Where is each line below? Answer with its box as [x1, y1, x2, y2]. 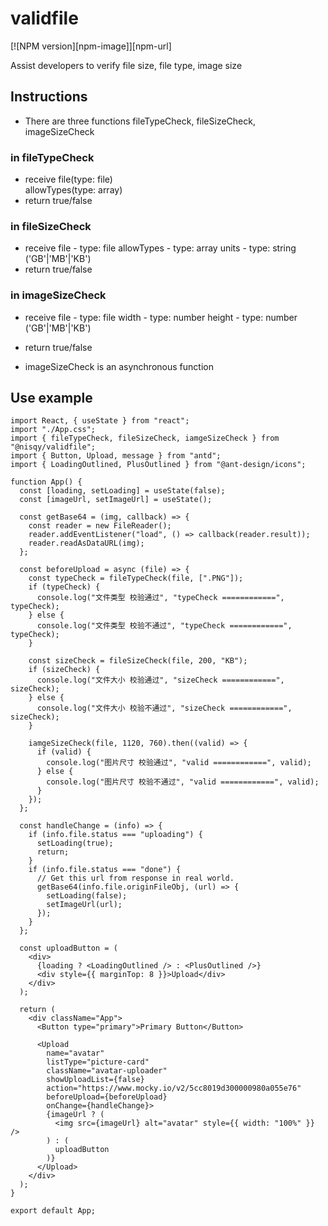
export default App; [10, 1206, 97, 1216]
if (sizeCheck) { [28, 665, 101, 675]
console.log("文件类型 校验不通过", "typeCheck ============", [36, 621, 293, 631]
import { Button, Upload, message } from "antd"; [10, 451, 222, 461]
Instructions [10, 88, 88, 106]
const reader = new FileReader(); [28, 521, 172, 531]
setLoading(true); [36, 838, 114, 849]
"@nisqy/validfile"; [10, 442, 97, 452]
